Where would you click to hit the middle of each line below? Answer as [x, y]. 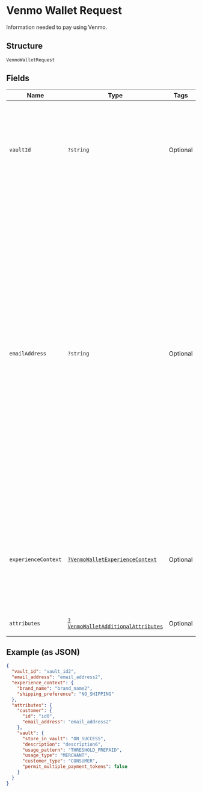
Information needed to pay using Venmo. [57, 27]
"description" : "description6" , [63, 744]
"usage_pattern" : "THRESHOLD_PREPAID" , [72, 750]
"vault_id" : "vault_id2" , [44, 672]
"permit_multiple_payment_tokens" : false [75, 767]
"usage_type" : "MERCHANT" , [56, 755]
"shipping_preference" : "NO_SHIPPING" [66, 694]
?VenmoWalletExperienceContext [112, 559]
